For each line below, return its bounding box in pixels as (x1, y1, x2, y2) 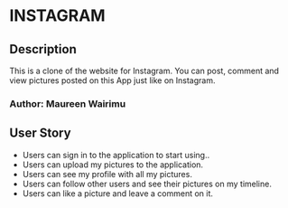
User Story (9, 126, 71, 141)
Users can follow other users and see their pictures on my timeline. (22, 178, 273, 189)
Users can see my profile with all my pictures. (22, 168, 192, 179)
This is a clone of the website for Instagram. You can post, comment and (9, 65, 280, 76)
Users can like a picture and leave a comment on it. (22, 187, 214, 199)
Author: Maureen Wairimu (9, 97, 126, 109)
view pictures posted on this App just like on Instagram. (9, 75, 216, 86)
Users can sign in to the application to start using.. (22, 149, 210, 160)
